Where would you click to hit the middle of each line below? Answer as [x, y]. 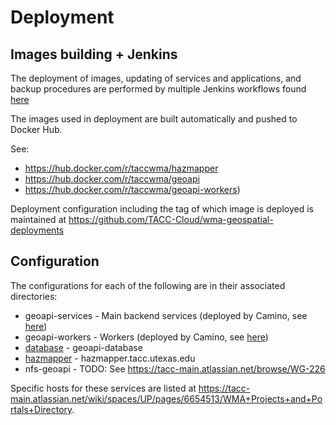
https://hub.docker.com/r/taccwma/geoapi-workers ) [132, 189]
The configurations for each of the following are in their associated [148, 285]
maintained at [38, 219]
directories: [34, 296]
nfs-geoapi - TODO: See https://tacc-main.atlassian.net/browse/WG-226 [175, 368]
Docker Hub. [36, 129]
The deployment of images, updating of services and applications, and [156, 78]
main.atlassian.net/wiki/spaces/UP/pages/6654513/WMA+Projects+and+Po [166, 398]
